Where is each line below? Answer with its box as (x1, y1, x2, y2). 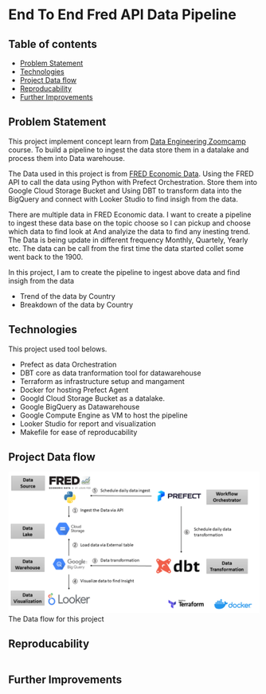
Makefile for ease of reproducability (19, 427, 138, 437)
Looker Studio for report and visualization (19, 418, 157, 428)
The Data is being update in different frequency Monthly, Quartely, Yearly (8, 235, 248, 245)
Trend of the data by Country (19, 291, 115, 300)
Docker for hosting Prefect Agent (19, 385, 129, 394)
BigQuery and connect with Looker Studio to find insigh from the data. (8, 194, 239, 204)
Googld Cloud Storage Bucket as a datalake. (19, 393, 166, 403)
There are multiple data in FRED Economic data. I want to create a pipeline (8, 210, 252, 219)
